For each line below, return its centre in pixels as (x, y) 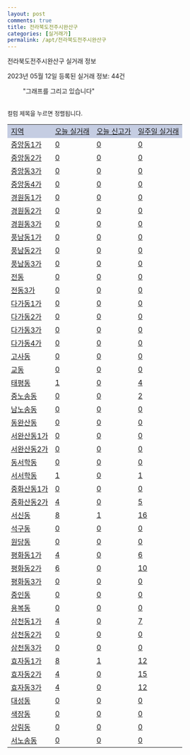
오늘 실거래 (72, 131)
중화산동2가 (29, 502)
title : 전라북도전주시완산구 (43, 27)
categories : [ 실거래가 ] (40, 34)
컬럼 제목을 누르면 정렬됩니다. (45, 113)
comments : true (30, 20)
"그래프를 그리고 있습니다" (59, 91)
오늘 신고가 (114, 131)
